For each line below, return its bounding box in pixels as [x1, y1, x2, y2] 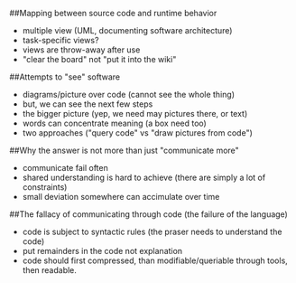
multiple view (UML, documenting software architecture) [22, 25, 233, 35]
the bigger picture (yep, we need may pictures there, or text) [22, 108, 248, 118]
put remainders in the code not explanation [22, 246, 183, 256]
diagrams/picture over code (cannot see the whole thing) [22, 90, 235, 99]
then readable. [22, 265, 77, 275]
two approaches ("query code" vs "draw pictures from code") [22, 127, 253, 138]
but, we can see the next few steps [22, 99, 153, 109]
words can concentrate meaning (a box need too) [22, 118, 208, 128]
